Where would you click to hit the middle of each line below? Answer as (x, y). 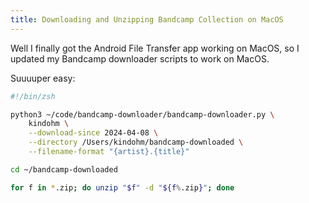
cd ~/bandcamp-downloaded (64, 169)
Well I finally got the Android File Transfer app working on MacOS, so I (155, 48)
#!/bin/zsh (33, 96)
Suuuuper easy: (43, 78)
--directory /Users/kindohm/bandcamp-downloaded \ (136, 142)
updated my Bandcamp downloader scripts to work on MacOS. (140, 58)
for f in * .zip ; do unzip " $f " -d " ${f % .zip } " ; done (122, 187)
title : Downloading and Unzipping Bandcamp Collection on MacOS (147, 19)
